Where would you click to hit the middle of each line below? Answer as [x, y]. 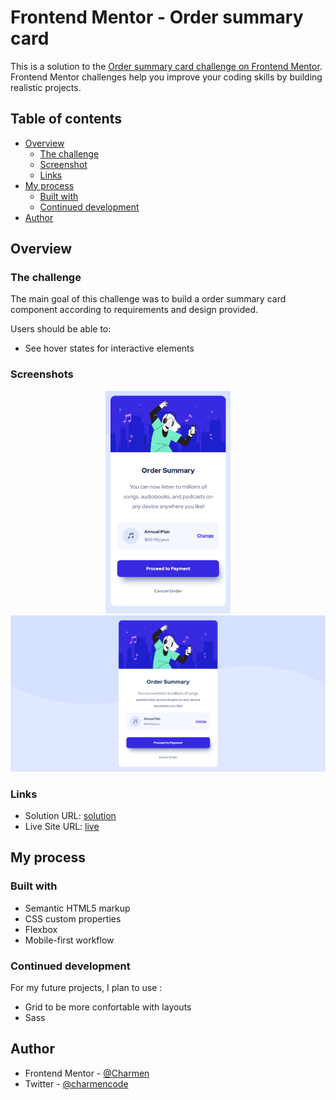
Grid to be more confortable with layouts [108, 1007]
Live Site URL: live [62, 827]
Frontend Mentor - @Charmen [87, 1073]
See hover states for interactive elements [109, 348]
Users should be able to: [61, 329]
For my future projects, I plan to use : [86, 988]
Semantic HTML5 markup [77, 908]
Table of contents [66, 119]
